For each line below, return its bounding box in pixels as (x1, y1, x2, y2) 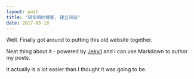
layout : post (6, 8, 39, 15)
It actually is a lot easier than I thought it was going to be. (6, 66, 147, 73)
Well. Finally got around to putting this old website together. (6, 37, 153, 44)
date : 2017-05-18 (6, 20, 50, 26)
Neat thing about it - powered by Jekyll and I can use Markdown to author (6, 48, 188, 55)
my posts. (6, 54, 31, 62)
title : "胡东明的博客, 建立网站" (6, 14, 81, 20)
